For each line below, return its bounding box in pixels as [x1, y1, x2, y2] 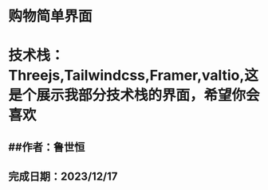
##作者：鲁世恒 [8, 140, 85, 153]
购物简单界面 [8, 7, 93, 25]
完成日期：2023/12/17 [8, 170, 118, 184]
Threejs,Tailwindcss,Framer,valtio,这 [8, 67, 259, 84]
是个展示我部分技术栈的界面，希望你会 [8, 87, 261, 104]
